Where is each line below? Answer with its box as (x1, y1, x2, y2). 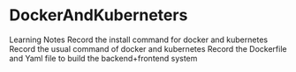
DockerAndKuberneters (9, 5, 188, 25)
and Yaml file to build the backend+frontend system (9, 53, 198, 63)
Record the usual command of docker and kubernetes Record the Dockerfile (9, 43, 287, 54)
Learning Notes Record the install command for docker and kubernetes (9, 34, 268, 45)
